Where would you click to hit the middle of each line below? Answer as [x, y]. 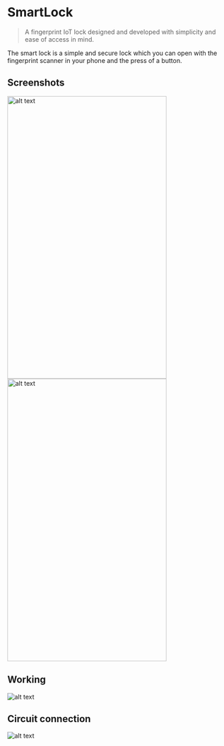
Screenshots [36, 83]
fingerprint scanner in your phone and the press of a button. [95, 60]
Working [26, 680]
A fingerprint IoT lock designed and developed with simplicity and [120, 32]
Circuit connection [49, 719]
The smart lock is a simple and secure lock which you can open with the [112, 53]
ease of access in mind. [59, 39]
